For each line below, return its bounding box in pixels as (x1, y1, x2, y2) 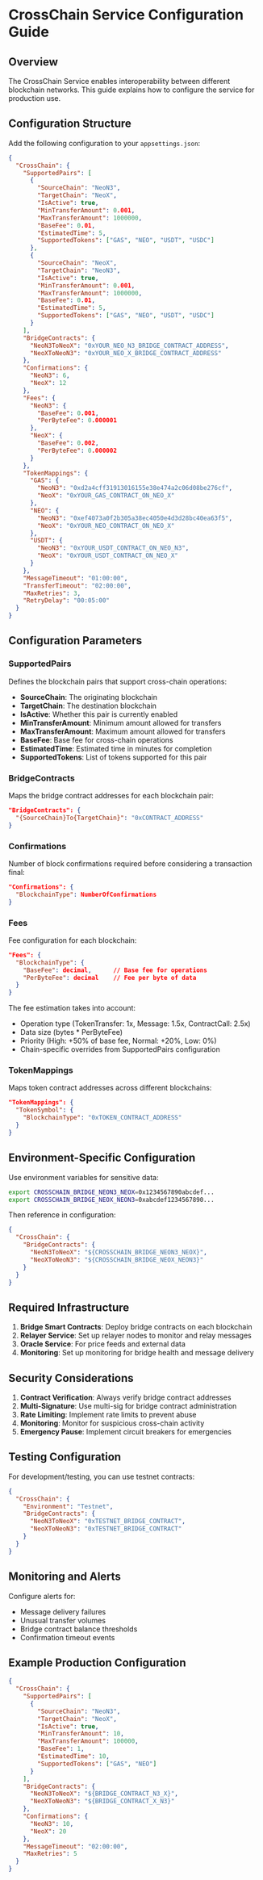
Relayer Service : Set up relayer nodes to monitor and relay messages (19, 1330, 252, 1341)
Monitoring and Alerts (8, 1570, 121, 1584)
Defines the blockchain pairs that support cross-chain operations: (8, 676, 228, 686)
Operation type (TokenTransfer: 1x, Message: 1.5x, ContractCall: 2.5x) (19, 1019, 252, 1028)
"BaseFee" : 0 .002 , (37, 439, 99, 447)
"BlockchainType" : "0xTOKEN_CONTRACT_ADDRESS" (23, 1114, 182, 1122)
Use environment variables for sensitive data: (8, 1172, 159, 1182)
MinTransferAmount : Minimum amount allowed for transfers (19, 718, 222, 727)
